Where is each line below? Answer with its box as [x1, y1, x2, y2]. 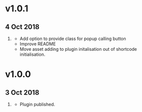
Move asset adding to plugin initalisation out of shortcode [19, 46, 137, 52]
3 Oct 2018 [5, 88, 40, 97]
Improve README [19, 41, 56, 47]
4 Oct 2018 [5, 23, 40, 31]
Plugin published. [19, 102, 55, 107]
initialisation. [19, 51, 46, 57]
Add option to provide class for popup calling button [19, 36, 126, 41]
